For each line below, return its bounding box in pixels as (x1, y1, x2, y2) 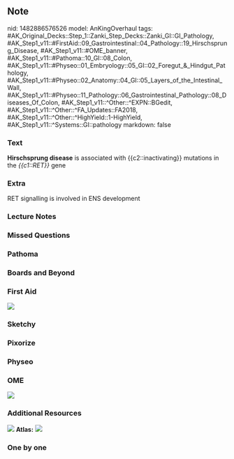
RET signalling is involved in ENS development (7, 195, 141, 203)
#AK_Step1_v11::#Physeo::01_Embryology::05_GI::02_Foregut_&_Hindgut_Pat (7, 61, 226, 69)
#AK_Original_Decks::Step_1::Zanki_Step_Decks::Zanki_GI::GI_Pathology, (7, 31, 214, 40)
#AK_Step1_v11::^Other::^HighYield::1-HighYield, (7, 113, 143, 121)
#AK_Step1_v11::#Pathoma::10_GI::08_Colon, (7, 54, 133, 62)
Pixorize (7, 338, 36, 348)
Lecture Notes (7, 212, 57, 222)
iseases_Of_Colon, (7, 98, 60, 107)
